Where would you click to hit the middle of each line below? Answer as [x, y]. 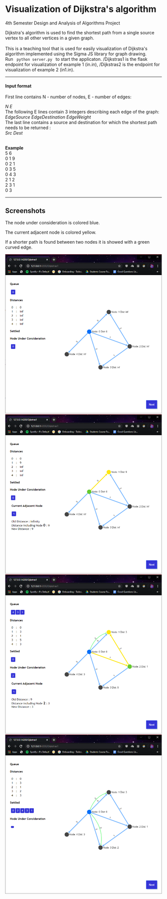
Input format [18, 86]
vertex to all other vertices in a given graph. [50, 38]
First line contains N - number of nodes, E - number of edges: [68, 97]
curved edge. [19, 247]
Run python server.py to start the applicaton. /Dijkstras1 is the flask [76, 59]
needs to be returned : [28, 128]
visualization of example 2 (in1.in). [40, 70]
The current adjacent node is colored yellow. [51, 232]
